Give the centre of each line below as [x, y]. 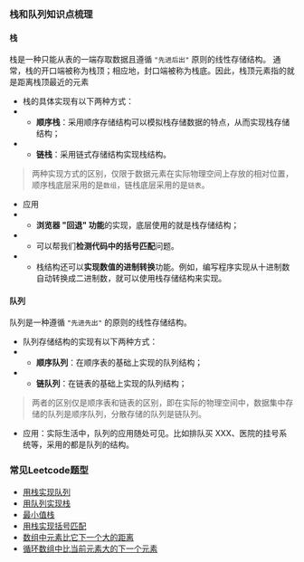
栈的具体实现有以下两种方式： [78, 101]
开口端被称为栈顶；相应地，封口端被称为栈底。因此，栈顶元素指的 [163, 71]
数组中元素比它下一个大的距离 [78, 537]
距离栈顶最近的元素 [52, 82]
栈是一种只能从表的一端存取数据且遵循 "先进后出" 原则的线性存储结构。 [140, 60]
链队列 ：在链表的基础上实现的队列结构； [111, 384]
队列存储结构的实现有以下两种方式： [90, 342]
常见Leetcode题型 [49, 471]
